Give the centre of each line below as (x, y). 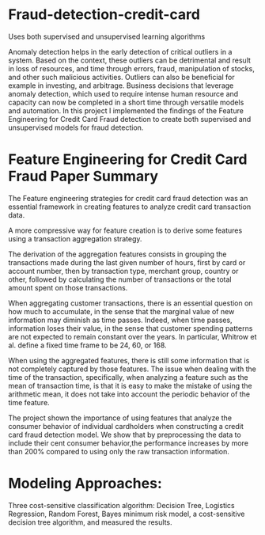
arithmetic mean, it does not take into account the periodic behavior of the (129, 394)
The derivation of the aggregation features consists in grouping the (117, 254)
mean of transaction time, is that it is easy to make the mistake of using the (130, 385)
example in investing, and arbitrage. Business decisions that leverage (121, 85)
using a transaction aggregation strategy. (75, 238)
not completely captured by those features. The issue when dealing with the (132, 369)
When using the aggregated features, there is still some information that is (129, 360)
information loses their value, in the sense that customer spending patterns (131, 328)
